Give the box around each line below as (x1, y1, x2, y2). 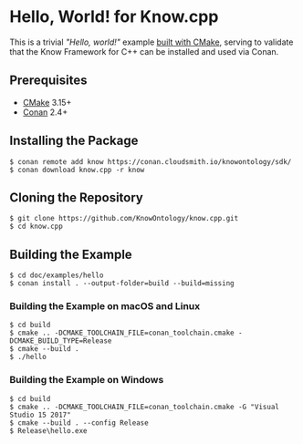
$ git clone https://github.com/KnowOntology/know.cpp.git (9, 214, 239, 223)
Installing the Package (9, 133, 139, 149)
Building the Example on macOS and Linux (9, 300, 201, 313)
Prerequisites (9, 73, 88, 88)
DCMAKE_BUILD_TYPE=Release (9, 336, 112, 346)
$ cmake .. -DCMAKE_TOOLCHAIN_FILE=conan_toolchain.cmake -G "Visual (9, 402, 280, 411)
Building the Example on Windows (9, 374, 164, 387)
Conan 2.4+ (22, 107, 68, 118)
